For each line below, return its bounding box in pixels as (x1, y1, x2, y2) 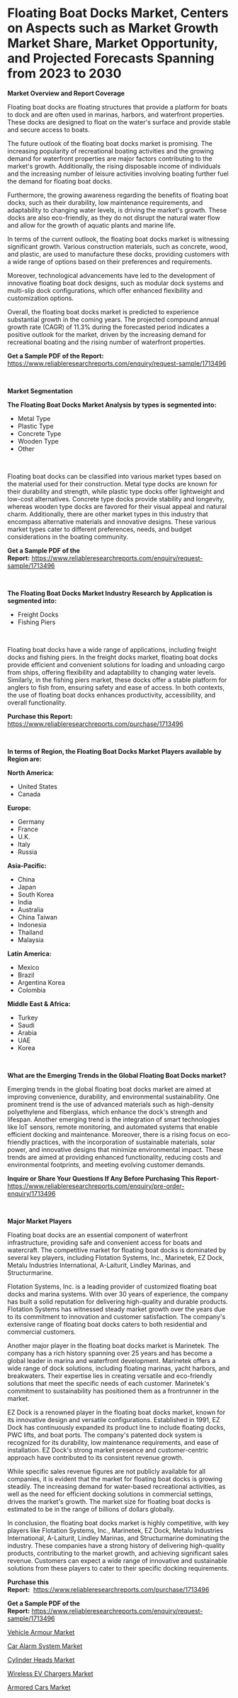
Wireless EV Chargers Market (7, 1669, 93, 1677)
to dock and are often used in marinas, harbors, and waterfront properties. (7, 110, 225, 119)
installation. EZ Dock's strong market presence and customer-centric (7, 1446, 209, 1454)
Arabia (17, 1028, 38, 1037)
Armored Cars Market (7, 1683, 71, 1692)
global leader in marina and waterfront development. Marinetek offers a (7, 1356, 216, 1365)
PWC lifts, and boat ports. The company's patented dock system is (7, 1431, 203, 1439)
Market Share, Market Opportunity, (7, 36, 218, 51)
